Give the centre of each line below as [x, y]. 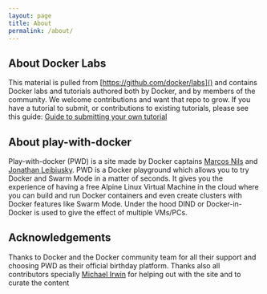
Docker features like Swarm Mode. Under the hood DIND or [106, 204]
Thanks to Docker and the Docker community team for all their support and [132, 257]
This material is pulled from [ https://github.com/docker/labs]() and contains [133, 83]
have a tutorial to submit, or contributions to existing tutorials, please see [129, 108]
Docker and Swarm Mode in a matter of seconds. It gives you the [115, 178]
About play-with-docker [70, 142]
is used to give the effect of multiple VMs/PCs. [111, 212]
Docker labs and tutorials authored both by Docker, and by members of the [132, 91]
